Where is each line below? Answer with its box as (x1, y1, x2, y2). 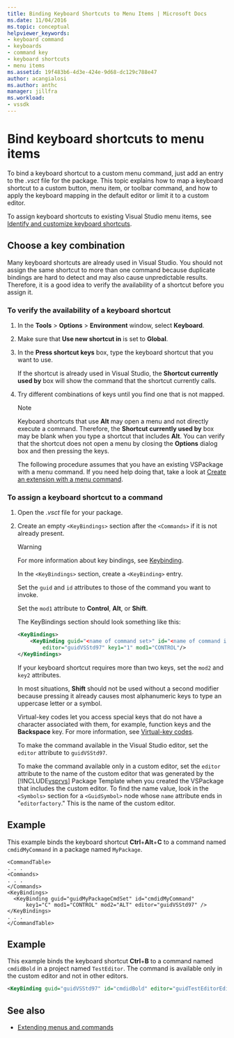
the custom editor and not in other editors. (7, 972, 129, 980)
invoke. (17, 591, 38, 599)
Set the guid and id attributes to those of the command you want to (17, 583, 211, 592)
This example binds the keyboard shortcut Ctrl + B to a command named (7, 957, 214, 965)
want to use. (17, 355, 54, 363)
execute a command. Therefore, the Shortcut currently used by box (17, 424, 214, 433)
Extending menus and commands (17, 1023, 114, 1032)
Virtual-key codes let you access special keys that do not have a (17, 712, 203, 721)
